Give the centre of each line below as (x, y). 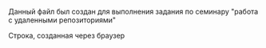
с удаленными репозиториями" (62, 20)
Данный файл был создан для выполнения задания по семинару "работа (133, 12)
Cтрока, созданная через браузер (67, 36)
